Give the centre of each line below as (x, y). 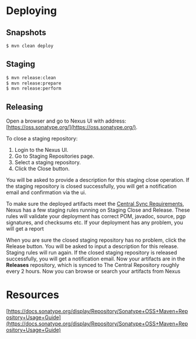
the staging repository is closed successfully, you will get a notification (92, 187)
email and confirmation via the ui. (46, 192)
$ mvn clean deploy (30, 46)
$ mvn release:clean (31, 77)
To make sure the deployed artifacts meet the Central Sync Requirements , (95, 204)
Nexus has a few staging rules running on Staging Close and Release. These (98, 210)
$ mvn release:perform (34, 89)
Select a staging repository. (48, 162)
